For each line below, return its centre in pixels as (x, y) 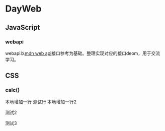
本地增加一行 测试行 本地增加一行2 (41, 102)
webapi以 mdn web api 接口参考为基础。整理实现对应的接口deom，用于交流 (83, 53)
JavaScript (23, 27)
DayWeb (23, 9)
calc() (13, 90)
